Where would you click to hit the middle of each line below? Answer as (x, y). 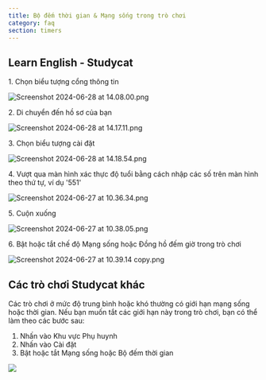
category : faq (32, 23)
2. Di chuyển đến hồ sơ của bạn (60, 113)
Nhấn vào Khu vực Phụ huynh (68, 336)
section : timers (35, 30)
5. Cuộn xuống (33, 213)
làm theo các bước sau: (46, 320)
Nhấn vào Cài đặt (48, 344)
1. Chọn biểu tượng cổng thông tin (64, 82)
